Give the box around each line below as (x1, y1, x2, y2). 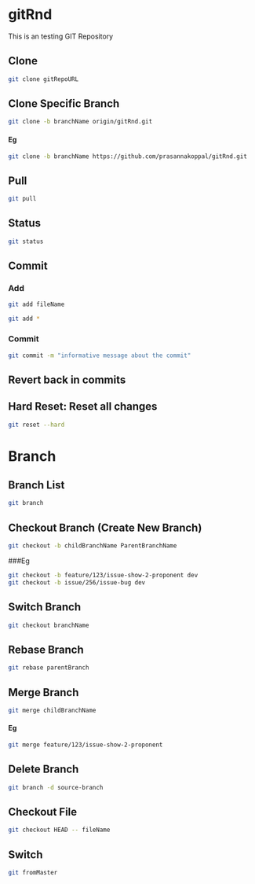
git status (8, 238, 44, 245)
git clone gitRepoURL (8, 75, 79, 83)
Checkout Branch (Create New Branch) (8, 521, 202, 534)
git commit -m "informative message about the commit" (8, 352, 191, 359)
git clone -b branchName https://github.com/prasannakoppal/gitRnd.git (8, 152, 247, 160)
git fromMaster (8, 869, 58, 877)
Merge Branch (8, 686, 79, 699)
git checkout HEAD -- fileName (8, 826, 111, 834)
